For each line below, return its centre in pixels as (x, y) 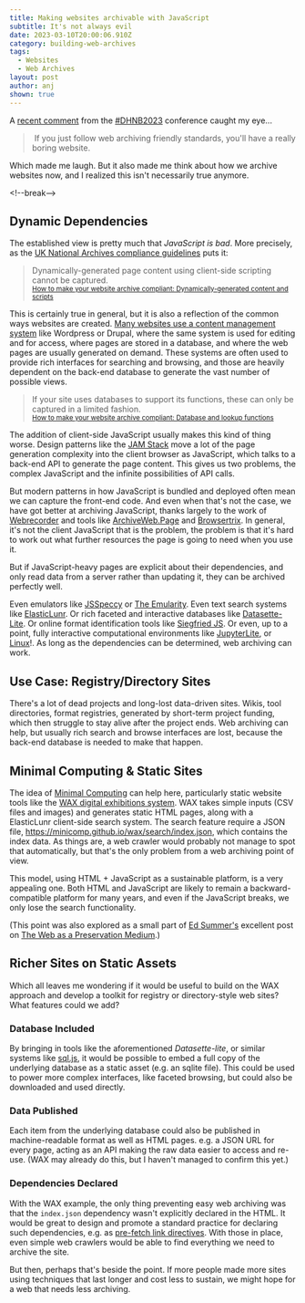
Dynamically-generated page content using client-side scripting (151, 271)
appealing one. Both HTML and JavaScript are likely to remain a (129, 888)
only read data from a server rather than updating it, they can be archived (147, 577)
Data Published (44, 1110)
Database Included (52, 1028)
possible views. (39, 382)
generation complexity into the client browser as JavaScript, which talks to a (152, 454)
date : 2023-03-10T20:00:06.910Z (71, 35)
